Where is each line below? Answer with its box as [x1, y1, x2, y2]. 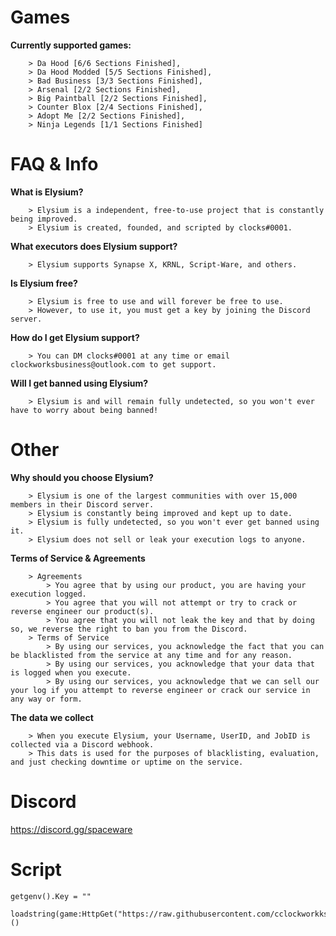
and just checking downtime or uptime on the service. [10, 757, 244, 767]
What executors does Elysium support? [10, 240, 178, 252]
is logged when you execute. [10, 667, 132, 678]
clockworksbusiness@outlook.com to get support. [10, 359, 217, 370]
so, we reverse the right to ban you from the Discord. [10, 624, 248, 634]
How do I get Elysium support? [10, 331, 140, 343]
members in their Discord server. [10, 499, 155, 510]
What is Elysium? [10, 186, 84, 198]
